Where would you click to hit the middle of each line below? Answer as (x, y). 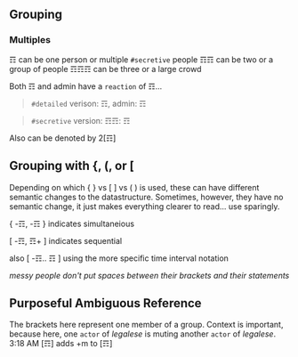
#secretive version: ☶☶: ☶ (81, 120)
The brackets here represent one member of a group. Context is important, (146, 325)
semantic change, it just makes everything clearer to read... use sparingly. (145, 206)
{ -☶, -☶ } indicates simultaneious (72, 223)
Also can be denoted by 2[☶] (63, 138)
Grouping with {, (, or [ (72, 166)
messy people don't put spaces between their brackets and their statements (149, 275)
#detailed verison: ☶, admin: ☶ (89, 103)
